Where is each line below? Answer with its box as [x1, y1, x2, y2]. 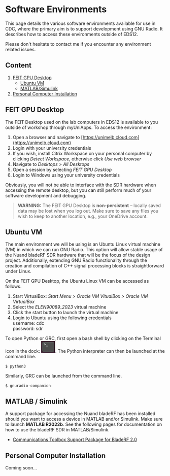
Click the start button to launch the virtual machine [12, 310, 119, 316]
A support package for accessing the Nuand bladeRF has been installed [5, 411, 156, 417]
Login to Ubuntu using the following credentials [12, 315, 112, 321]
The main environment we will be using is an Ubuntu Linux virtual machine [5, 241, 161, 247]
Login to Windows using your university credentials [12, 172, 120, 178]
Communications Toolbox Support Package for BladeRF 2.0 [12, 436, 137, 443]
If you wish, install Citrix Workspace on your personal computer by [12, 150, 152, 156]
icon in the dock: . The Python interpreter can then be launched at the [5, 348, 165, 354]
